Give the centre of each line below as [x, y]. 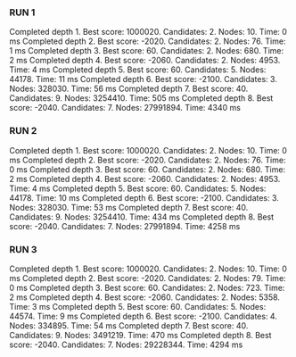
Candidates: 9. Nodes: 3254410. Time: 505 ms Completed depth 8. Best [141, 98]
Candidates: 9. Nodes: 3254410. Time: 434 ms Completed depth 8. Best [142, 217]
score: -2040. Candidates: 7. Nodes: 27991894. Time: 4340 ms [125, 108]
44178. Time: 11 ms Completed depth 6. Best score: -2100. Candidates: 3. [144, 79]
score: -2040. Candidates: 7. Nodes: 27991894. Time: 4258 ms [125, 226]
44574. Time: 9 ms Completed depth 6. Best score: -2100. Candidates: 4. [144, 316]
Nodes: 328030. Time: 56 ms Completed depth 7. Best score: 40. [129, 89]
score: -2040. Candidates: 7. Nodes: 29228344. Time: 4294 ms [126, 345]
